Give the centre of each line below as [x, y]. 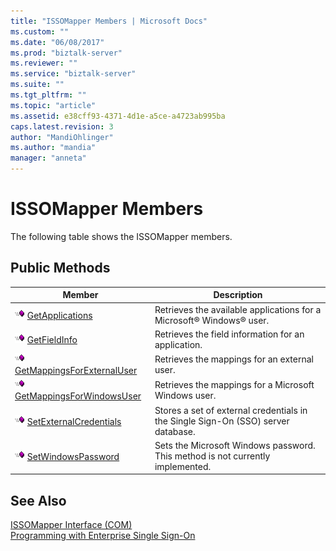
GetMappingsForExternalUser [76, 370]
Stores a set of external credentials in [231, 410]
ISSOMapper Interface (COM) [71, 525]
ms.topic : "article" [53, 105]
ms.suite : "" [37, 85]
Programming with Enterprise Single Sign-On [103, 536]
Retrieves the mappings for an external [234, 359]
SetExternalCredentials [74, 421]
